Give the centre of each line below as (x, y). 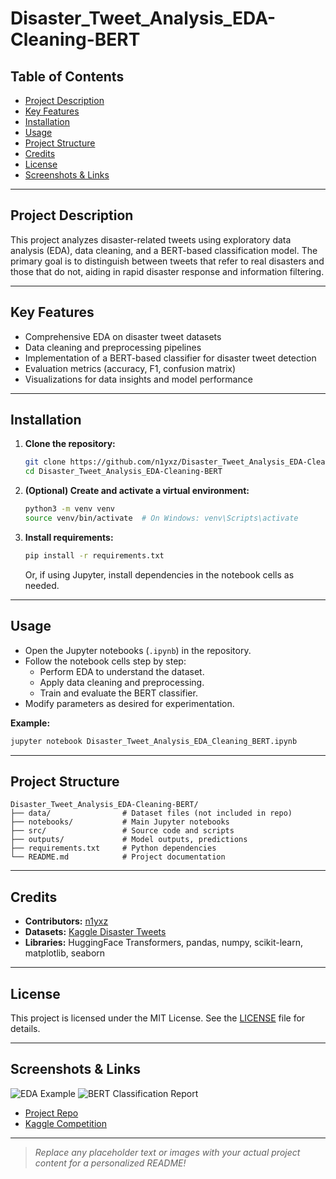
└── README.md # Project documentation (118, 857)
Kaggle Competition (65, 1123)
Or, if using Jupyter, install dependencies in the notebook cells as (159, 574)
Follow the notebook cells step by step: (105, 661)
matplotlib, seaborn (65, 953)
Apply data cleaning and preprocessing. (122, 682)
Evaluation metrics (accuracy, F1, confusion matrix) (130, 368)
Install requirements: (69, 537)
